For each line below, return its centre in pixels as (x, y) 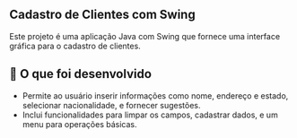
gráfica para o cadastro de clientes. (75, 46)
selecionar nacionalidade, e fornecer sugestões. (111, 105)
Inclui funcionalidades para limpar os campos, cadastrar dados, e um (150, 115)
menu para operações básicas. (79, 124)
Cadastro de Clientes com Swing (102, 15)
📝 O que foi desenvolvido (81, 74)
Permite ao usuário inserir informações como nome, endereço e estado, (155, 95)
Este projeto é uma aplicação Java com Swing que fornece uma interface (145, 36)
